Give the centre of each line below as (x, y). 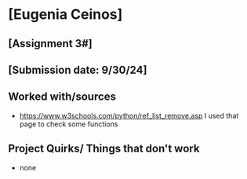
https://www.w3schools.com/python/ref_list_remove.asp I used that (129, 115)
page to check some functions (69, 124)
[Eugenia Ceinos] (65, 15)
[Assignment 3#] (50, 44)
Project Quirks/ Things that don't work (104, 149)
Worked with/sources (62, 97)
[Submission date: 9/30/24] (78, 69)
